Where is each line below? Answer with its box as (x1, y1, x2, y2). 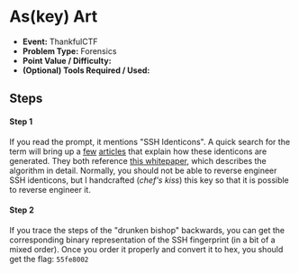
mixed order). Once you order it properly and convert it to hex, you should (9, 243, 284, 254)
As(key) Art (9, 6, 98, 27)
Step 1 (9, 115, 33, 127)
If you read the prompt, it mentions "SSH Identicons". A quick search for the (9, 136, 291, 147)
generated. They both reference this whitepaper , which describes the (9, 155, 267, 166)
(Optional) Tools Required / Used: (22, 65, 150, 76)
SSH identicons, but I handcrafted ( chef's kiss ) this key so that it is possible (9, 174, 290, 186)
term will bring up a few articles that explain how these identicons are (9, 146, 267, 157)
